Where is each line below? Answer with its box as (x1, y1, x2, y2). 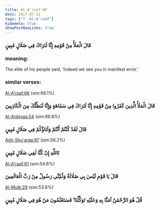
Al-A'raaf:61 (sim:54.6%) (5, 161, 55, 167)
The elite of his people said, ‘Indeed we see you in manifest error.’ (5, 66, 139, 72)
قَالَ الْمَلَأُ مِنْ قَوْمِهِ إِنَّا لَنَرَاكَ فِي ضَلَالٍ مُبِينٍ (5, 42, 91, 49)
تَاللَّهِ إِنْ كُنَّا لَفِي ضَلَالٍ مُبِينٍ (5, 149, 60, 156)
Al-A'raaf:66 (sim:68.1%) (5, 90, 55, 96)
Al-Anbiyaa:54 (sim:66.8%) (5, 113, 61, 119)
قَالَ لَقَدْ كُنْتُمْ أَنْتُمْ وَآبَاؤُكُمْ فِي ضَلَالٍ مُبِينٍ (5, 126, 87, 132)
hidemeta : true (5, 21, 36, 26)
